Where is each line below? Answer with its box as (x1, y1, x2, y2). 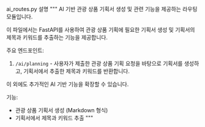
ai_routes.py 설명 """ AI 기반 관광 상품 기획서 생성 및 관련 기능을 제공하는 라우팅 (6, 6, 198, 12)
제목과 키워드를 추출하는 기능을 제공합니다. (6, 34, 108, 41)
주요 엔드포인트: (6, 47, 45, 54)
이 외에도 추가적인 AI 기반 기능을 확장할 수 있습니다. (6, 80, 129, 88)
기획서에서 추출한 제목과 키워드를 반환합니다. (23, 67, 130, 75)
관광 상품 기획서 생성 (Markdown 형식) (15, 107, 108, 114)
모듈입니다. (6, 13, 33, 20)
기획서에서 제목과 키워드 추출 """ (15, 114, 94, 121)
